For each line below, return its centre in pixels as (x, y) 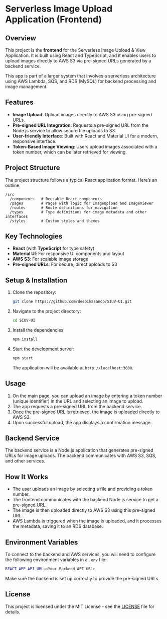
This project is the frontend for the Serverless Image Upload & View (75, 50)
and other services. (25, 461)
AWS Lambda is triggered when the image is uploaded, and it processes (87, 521)
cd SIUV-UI (24, 321)
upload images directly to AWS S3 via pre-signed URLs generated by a (78, 61)
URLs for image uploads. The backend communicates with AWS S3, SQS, (81, 455)
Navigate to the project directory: (47, 311)
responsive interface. (34, 141)
